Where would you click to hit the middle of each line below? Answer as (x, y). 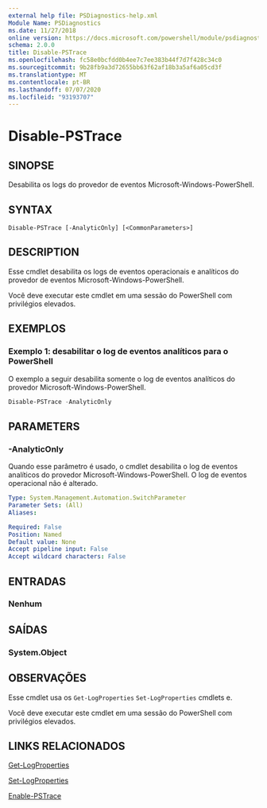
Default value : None (43, 542)
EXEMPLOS (37, 329)
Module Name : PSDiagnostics (55, 23)
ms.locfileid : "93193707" (51, 97)
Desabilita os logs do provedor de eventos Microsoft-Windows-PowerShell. (131, 185)
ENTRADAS (37, 581)
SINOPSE (31, 165)
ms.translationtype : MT (48, 75)
